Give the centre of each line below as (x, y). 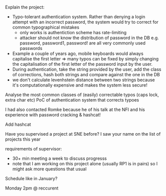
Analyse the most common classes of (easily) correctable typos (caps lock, (82, 95)
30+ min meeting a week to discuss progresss (59, 158)
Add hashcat (18, 124)
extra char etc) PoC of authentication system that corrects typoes (72, 100)
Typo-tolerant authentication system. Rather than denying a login (79, 17)
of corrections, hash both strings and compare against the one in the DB (86, 74)
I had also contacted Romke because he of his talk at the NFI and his (75, 109)
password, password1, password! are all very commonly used (83, 43)
